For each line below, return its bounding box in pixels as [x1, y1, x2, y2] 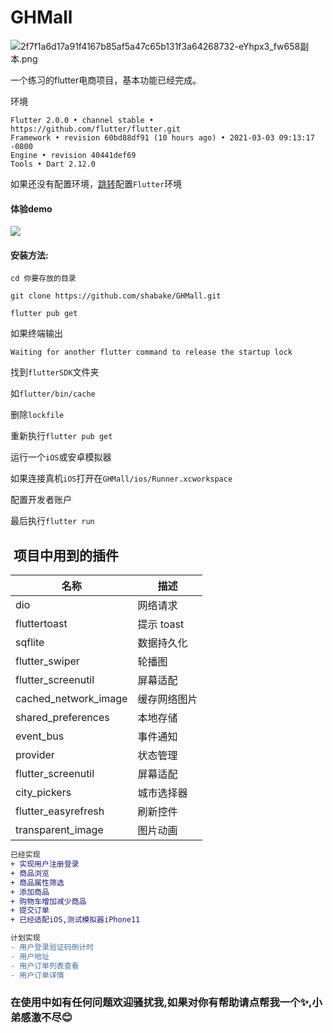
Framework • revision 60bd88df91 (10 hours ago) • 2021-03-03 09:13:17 [10, 132, 315, 143]
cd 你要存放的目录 [10, 274, 77, 284]
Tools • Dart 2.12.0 [10, 159, 97, 169]
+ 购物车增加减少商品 [10, 896, 87, 906]
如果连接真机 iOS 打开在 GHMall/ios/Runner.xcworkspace [10, 472, 233, 485]
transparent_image [15, 823, 104, 837]
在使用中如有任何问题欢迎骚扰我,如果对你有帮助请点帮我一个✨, [10, 996, 313, 1010]
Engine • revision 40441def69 [10, 150, 137, 160]
